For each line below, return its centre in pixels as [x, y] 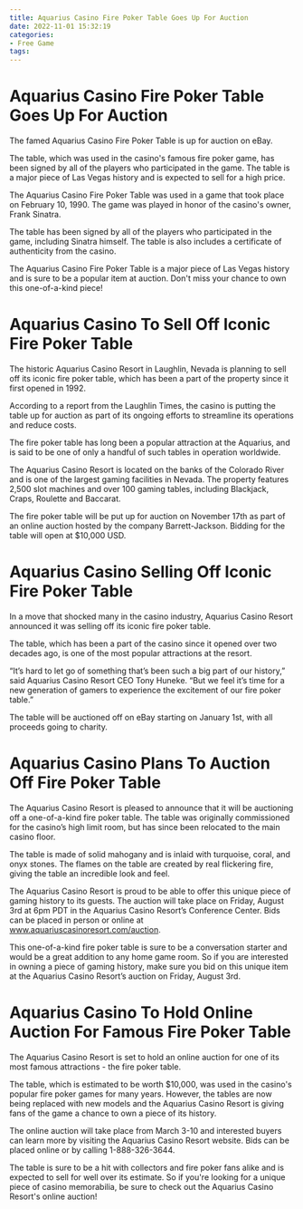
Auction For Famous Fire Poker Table [150, 1032]
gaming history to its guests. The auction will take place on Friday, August [147, 900]
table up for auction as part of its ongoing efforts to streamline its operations [151, 415]
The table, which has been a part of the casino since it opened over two [143, 643]
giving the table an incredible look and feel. [90, 873]
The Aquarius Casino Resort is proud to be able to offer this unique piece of [150, 891]
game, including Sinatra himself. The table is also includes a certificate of [146, 242]
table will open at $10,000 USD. [68, 535]
